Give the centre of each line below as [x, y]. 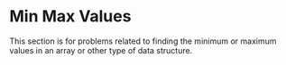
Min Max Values [70, 16]
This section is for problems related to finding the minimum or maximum [143, 41]
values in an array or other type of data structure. [101, 50]
